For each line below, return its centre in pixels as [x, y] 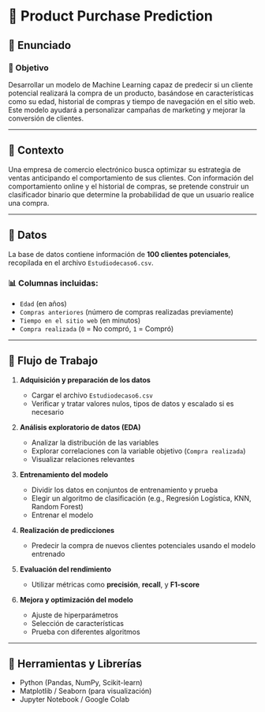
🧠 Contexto [36, 150]
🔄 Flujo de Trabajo [53, 361]
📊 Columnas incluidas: [53, 283]
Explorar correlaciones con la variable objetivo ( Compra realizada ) [138, 451]
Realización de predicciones [67, 530]
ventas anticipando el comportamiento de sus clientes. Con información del [131, 177]
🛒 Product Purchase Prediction [110, 16]
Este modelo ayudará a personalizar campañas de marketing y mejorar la [127, 110]
